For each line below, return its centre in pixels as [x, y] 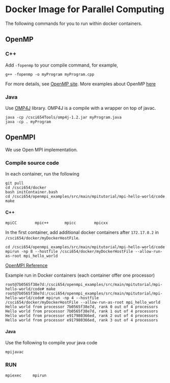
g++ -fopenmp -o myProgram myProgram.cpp [50, 74]
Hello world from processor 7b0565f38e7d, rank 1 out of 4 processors [82, 311]
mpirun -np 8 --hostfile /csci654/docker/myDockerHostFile [69, 252]
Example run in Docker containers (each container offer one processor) [80, 275]
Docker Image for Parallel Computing [85, 9]
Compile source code [32, 163]
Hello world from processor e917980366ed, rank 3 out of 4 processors [82, 320]
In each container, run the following [42, 174]
